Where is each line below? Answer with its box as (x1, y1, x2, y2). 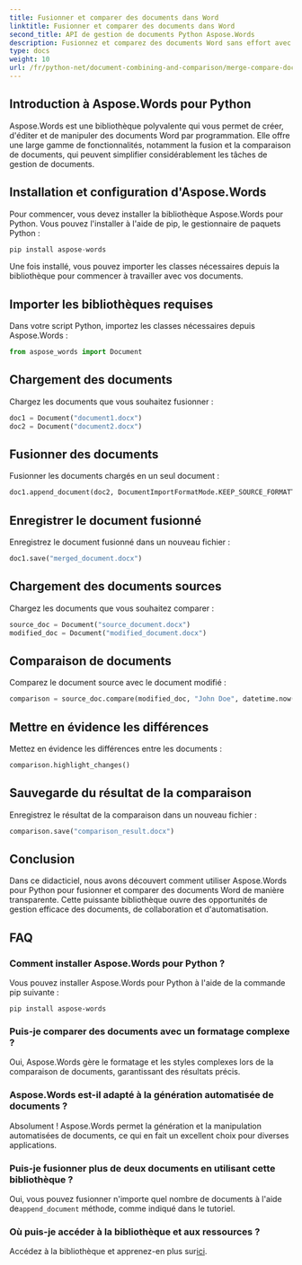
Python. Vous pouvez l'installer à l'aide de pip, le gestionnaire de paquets (9, 217, 281, 229)
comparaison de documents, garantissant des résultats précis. (9, 1066, 241, 1077)
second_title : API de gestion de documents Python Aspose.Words (9, 30, 255, 39)
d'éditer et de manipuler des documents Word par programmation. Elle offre (9, 129, 290, 140)
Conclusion (9, 852, 75, 867)
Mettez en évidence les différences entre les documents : (9, 743, 223, 755)
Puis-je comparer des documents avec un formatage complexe (9, 1025, 290, 1038)
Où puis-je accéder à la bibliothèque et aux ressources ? (9, 1225, 261, 1238)
